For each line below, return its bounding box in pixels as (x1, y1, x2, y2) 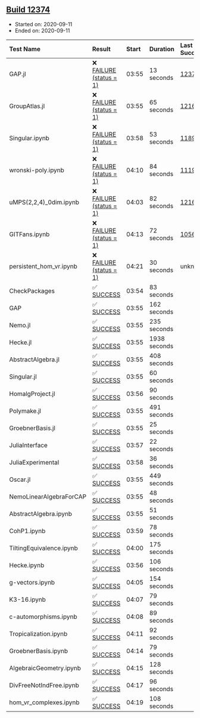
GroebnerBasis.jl (9, 423, 55, 432)
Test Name (9, 45, 40, 53)
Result (92, 45, 111, 53)
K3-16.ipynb (9, 595, 46, 604)
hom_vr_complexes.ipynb (9, 698, 80, 706)
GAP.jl (9, 70, 26, 78)
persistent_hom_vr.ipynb (9, 262, 77, 270)
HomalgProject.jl (9, 389, 55, 398)
